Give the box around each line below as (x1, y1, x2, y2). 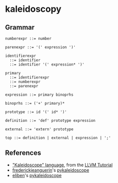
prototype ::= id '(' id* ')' (5, 110, 67, 114)
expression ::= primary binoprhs (5, 92, 74, 97)
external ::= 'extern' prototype (5, 127, 74, 132)
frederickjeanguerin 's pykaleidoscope (12, 167, 89, 173)
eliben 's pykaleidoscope (12, 172, 62, 178)
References (5, 149, 41, 157)
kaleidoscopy (5, 3, 61, 15)
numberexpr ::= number (5, 36, 52, 41)
